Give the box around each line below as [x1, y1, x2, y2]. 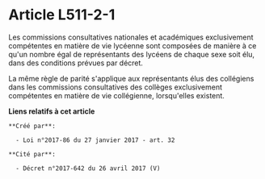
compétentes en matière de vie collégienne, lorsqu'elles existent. [8, 90, 225, 100]
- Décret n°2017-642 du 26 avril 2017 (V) [15, 164, 161, 173]
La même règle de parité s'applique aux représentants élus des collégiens [8, 73, 254, 83]
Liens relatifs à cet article [8, 106, 95, 116]
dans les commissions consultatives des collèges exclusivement [8, 82, 223, 92]
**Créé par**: [8, 122, 57, 130]
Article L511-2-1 [8, 6, 116, 24]
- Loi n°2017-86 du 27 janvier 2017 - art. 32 [15, 135, 175, 144]
